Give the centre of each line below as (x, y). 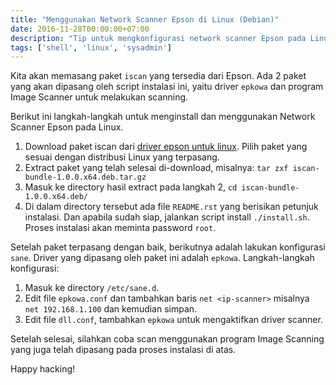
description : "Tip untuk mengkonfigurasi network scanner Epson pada (158, 38)
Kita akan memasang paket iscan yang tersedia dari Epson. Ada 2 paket (158, 76)
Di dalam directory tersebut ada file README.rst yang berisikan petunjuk (171, 207)
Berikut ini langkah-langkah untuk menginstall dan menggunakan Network (163, 117)
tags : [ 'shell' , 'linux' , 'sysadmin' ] (91, 47)
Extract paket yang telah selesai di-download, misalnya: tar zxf (156, 168)
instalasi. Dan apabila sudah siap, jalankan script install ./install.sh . (167, 217)
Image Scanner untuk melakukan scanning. (99, 97)
